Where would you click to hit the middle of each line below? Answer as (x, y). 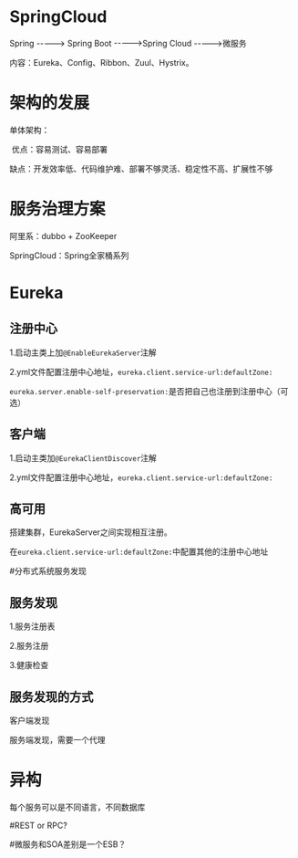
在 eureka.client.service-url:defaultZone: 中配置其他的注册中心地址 (139, 552)
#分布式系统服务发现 (48, 571)
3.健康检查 (29, 665)
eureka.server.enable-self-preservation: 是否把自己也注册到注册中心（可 (149, 391)
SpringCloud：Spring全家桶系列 (69, 255)
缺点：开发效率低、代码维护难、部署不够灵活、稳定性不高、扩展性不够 (141, 168)
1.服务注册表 (32, 626)
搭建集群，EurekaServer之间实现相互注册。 (91, 532)
